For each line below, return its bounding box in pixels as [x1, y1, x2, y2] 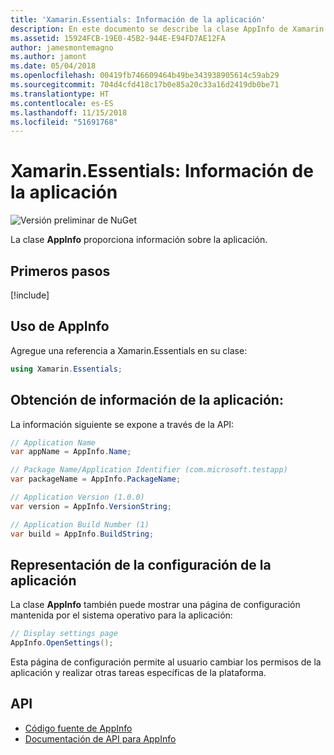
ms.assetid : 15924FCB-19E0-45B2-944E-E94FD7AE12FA [10, 33, 226, 43]
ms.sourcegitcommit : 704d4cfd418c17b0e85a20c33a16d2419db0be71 [10, 80, 280, 90]
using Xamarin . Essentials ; [10, 364, 123, 374]
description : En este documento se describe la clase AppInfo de [10, 24, 288, 34]
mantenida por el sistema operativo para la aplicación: [10, 609, 233, 621]
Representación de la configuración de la [10, 556, 272, 573]
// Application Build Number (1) [10, 519, 150, 530]
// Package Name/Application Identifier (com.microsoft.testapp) [10, 465, 288, 475]
